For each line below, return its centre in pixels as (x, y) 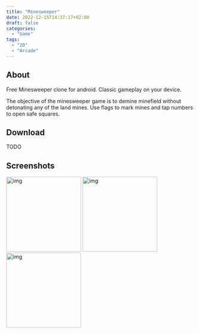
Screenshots (30, 166)
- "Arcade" (25, 51)
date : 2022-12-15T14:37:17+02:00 (48, 17)
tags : (13, 40)
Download (25, 132)
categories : (21, 28)
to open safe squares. (33, 114)
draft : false (22, 23)
